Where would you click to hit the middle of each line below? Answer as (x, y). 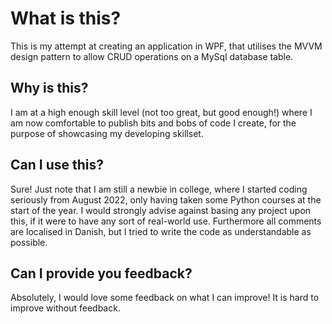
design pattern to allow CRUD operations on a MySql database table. (152, 56)
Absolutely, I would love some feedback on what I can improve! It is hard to (165, 298)
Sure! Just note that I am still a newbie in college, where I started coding (159, 189)
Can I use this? (57, 165)
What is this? (66, 18)
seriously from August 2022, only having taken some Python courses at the (166, 199)
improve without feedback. (65, 308)
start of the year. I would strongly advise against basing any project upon (161, 210)
